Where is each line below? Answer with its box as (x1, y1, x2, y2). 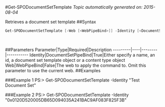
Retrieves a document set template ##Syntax (5, 19, 96, 25)
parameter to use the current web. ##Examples (5, 67, 101, 73)
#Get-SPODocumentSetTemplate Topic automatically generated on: (5, 4, 143, 10)
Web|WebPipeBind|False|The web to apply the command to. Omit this (5, 62, 146, 68)
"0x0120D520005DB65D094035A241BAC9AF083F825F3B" (5, 97, 127, 103)
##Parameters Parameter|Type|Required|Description (5, 47, 112, 53)
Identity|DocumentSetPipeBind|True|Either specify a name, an (29, 52, 156, 58)
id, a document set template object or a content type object (5, 57, 125, 63)
